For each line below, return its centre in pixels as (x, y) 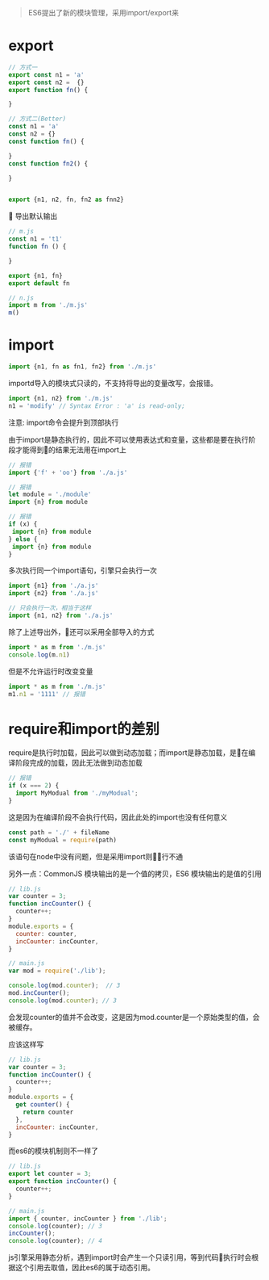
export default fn (39, 283)
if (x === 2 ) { (34, 786)
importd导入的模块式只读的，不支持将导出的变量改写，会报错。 (113, 383)
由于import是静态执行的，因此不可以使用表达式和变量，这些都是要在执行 (128, 439)
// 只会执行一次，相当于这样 (50, 608)
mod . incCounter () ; (39, 993)
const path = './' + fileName (59, 832)
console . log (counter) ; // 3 (56, 1226)
